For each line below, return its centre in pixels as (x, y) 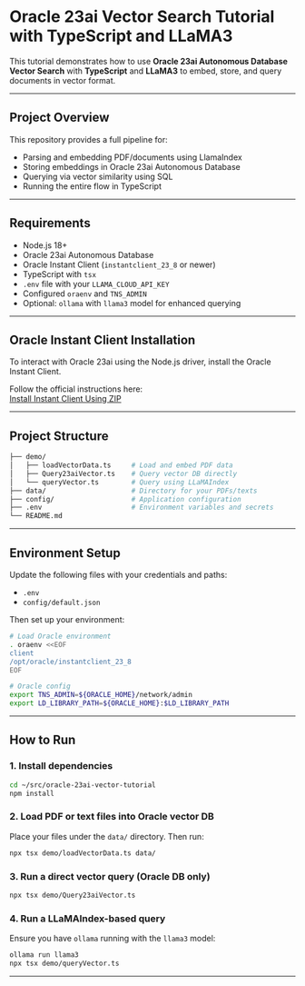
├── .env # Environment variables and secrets (142, 508)
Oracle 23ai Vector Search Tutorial (142, 17)
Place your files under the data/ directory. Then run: (107, 836)
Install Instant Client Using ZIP (65, 399)
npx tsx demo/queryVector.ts (64, 963)
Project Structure (59, 436)
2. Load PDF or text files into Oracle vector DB (112, 817)
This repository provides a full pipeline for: (89, 139)
